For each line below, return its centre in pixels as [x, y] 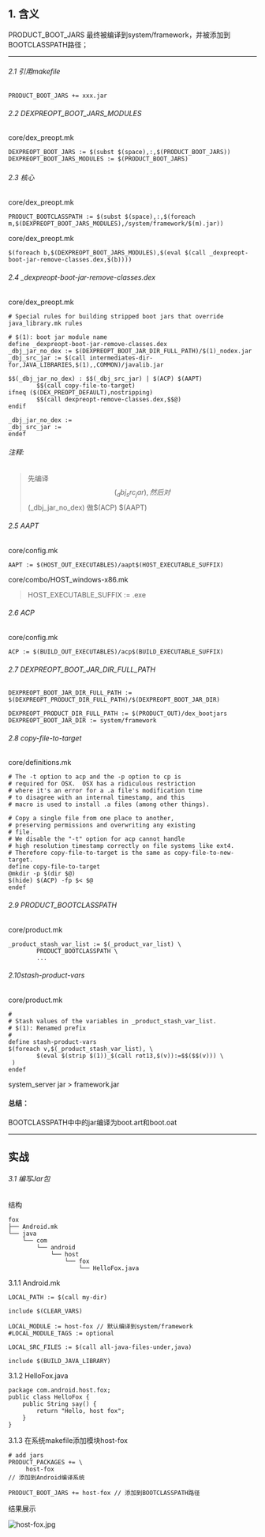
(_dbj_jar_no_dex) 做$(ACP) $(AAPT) [87, 507]
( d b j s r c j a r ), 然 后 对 [142, 493]
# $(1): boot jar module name [58, 337]
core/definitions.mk [40, 763]
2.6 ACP [22, 613]
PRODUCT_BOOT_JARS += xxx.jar [58, 96]
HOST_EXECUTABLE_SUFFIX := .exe [87, 594]
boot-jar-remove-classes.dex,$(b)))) [70, 260]
